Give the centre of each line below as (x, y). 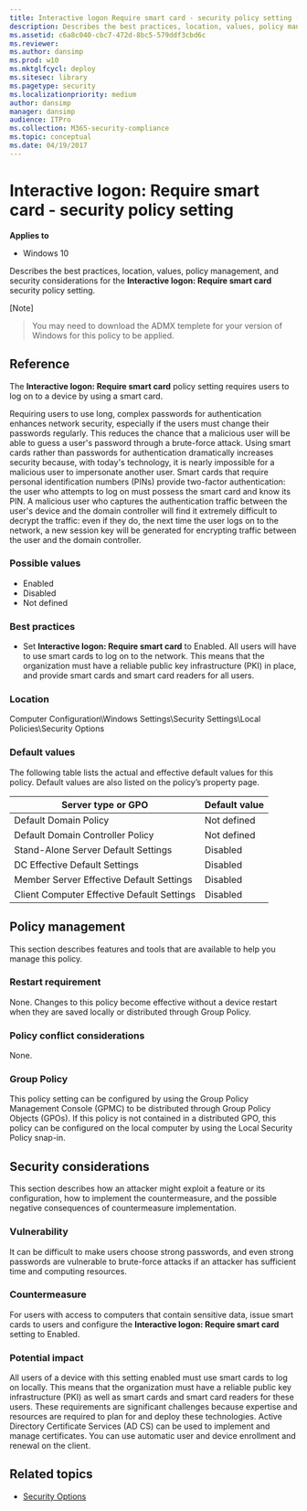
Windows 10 (46, 253)
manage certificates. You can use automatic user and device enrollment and (153, 1436)
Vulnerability (39, 1232)
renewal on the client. (50, 1446)
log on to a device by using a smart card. (86, 396)
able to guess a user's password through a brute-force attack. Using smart (150, 442)
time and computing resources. (69, 1271)
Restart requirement (55, 982)
